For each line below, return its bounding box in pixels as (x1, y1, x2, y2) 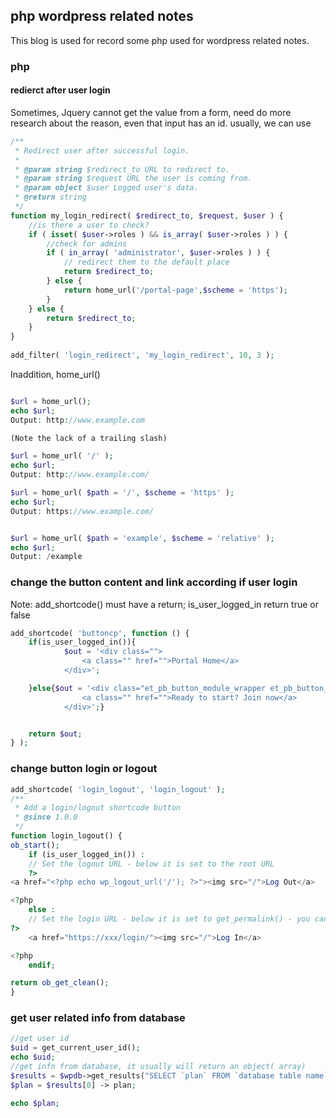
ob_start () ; (10, 840, 60, 850)
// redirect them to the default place (63, 257, 230, 268)
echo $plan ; (10, 1098, 60, 1108)
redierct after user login (10, 84, 111, 96)
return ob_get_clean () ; (10, 978, 110, 988)
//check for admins (46, 239, 128, 249)
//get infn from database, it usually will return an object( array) (10, 1062, 307, 1072)
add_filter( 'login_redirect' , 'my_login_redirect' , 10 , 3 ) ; (10, 350, 275, 361)
